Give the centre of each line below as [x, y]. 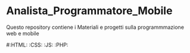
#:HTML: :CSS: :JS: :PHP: [37, 45]
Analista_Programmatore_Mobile [89, 11]
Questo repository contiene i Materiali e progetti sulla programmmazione [95, 27]
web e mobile [23, 33]
